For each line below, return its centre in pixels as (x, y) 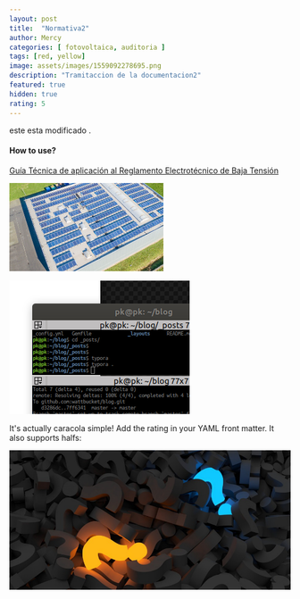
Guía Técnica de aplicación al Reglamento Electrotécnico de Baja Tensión (144, 171)
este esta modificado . (50, 130)
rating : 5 (28, 104)
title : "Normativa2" (50, 28)
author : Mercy (36, 37)
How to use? (33, 151)
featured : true (37, 85)
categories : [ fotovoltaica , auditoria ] (87, 47)
